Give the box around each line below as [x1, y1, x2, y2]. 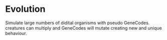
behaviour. [5, 30, 28, 36]
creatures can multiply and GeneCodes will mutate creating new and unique [5, 25, 162, 31]
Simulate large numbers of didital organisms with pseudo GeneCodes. [5, 20, 150, 26]
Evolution [5, 3, 46, 15]
